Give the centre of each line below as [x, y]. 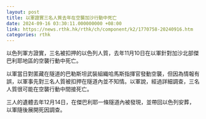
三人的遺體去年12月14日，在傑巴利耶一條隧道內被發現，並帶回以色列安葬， [101, 102]
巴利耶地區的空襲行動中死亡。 [44, 61]
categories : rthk [29, 35]
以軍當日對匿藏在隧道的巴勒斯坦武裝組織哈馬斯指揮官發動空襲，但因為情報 [100, 74]
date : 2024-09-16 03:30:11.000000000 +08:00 [64, 23]
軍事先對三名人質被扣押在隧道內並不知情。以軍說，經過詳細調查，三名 [111, 82]
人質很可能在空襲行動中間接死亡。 [49, 89]
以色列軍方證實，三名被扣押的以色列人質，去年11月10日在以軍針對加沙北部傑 [103, 53]
